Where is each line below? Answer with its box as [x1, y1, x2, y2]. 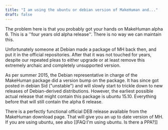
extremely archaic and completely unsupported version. [5, 62, 121, 68]
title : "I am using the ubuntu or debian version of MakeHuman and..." [5, 7, 158, 13]
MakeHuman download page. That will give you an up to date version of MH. [5, 113, 163, 119]
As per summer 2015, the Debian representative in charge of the [5, 72, 138, 78]
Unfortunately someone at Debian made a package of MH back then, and [5, 46, 156, 52]
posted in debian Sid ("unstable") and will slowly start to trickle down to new [5, 82, 163, 88]
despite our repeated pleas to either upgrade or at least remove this [5, 57, 145, 63]
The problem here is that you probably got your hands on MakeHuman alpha [5, 26, 163, 32]
